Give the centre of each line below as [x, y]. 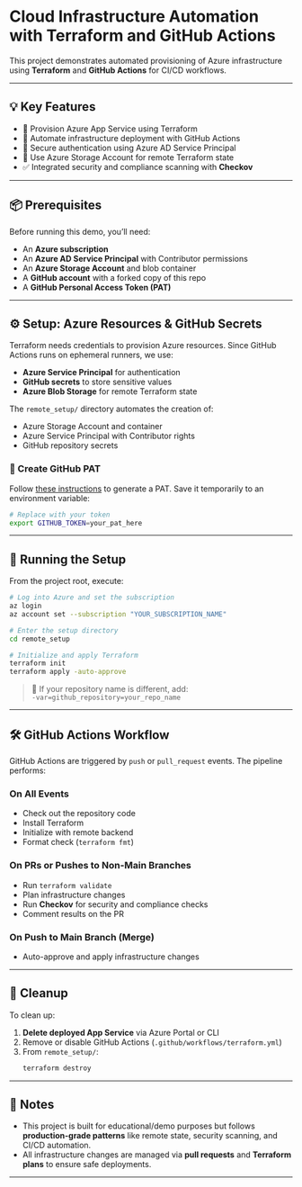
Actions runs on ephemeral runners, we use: [91, 355]
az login [26, 606]
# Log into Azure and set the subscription [92, 598]
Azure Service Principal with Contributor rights [109, 436]
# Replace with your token [60, 515]
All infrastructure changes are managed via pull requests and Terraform [157, 1155]
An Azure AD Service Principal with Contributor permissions [135, 258]
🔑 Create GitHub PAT [55, 469]
